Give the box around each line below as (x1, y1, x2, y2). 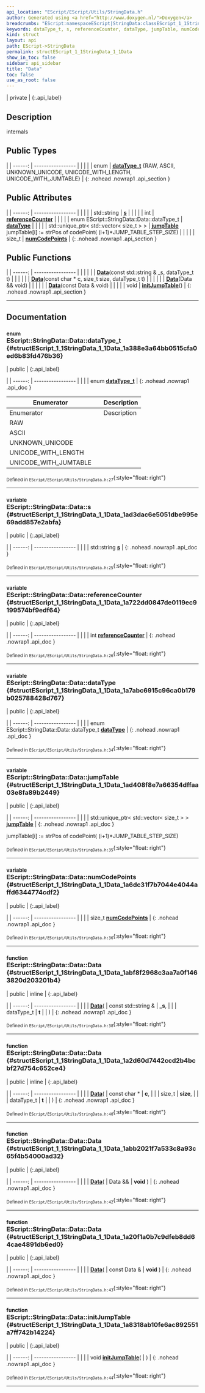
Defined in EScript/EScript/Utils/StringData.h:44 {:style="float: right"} (6, 1372, 166, 1381)
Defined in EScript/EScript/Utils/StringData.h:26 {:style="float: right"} (6, 650, 166, 659)
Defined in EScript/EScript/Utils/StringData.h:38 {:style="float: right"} (6, 1020, 166, 1029)
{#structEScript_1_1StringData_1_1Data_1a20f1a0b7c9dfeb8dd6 (6, 1232, 195, 1241)
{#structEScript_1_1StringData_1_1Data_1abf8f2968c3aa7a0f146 (6, 968, 198, 977)
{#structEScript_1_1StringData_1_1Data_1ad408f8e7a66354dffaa (6, 781, 199, 789)
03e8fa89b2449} (6, 789, 60, 797)
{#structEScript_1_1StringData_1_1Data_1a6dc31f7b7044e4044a (6, 880, 198, 889)
